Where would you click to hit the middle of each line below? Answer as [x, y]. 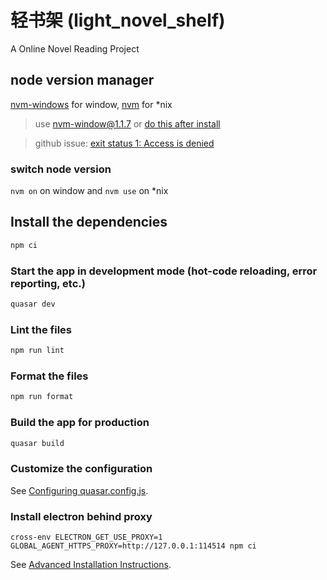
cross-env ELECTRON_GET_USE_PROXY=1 [86, 537]
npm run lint [37, 351]
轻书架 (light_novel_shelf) [118, 20]
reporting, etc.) [48, 283]
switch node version [61, 169]
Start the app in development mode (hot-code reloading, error [164, 271]
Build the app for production [80, 423]
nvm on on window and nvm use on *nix [89, 191]
